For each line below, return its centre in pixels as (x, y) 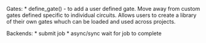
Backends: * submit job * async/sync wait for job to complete (84, 33)
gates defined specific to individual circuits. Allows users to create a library (101, 15)
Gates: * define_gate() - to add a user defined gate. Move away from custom (103, 9)
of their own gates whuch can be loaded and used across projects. (91, 21)
